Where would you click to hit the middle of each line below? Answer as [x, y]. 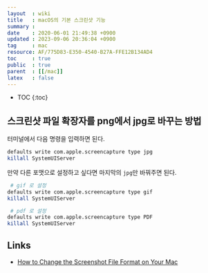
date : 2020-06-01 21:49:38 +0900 [62, 33]
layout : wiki [29, 13]
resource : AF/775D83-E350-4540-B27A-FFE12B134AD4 [80, 53]
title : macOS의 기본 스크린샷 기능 [56, 20]
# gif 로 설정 [28, 185]
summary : [21, 26]
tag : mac [28, 46]
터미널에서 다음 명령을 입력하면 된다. [56, 139]
